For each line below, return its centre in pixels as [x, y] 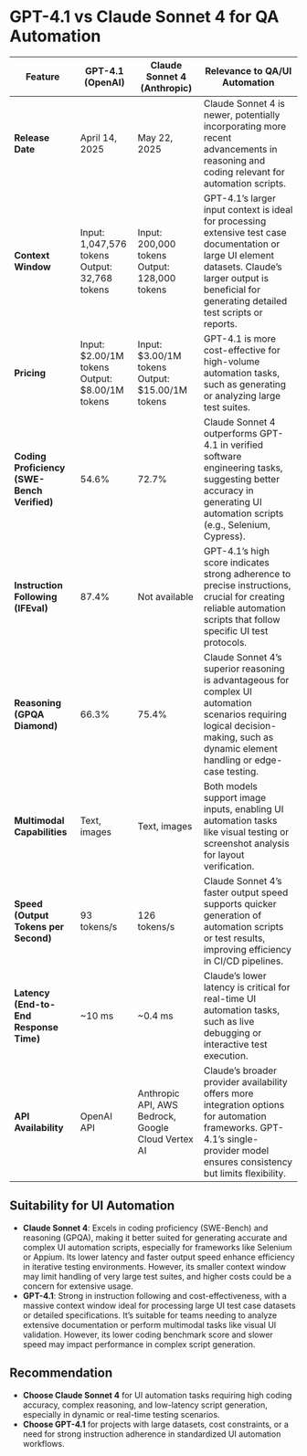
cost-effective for [242, 350]
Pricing [30, 373]
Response [37, 1027]
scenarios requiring [245, 714]
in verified [242, 445]
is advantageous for [246, 680]
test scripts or [233, 312]
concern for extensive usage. [78, 1286]
